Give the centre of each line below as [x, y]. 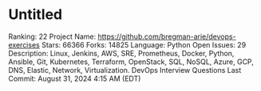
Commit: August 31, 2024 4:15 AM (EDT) [75, 78]
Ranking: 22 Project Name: [52, 36]
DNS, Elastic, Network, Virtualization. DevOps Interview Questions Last [125, 70]
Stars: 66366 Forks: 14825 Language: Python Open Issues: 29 [144, 44]
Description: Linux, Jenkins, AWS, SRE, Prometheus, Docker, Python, [121, 53]
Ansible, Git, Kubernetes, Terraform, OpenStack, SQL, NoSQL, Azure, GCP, [131, 62]
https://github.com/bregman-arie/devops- [167, 36]
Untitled [36, 15]
